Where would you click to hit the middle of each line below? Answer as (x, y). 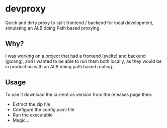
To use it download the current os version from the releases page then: (79, 94)
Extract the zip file (31, 104)
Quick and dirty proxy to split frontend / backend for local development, (79, 23)
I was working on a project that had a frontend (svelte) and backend (75, 56)
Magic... (21, 120)
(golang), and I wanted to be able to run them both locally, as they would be (83, 61)
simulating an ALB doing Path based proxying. (53, 28)
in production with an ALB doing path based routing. (59, 66)
